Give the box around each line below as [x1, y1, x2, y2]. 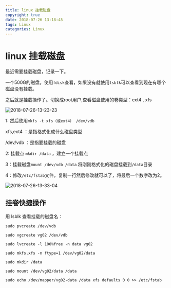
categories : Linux [5, 27, 45, 32]
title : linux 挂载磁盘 [5, 7, 51, 13]
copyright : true [5, 12, 40, 17]
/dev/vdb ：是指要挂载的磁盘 [5, 139, 66, 146]
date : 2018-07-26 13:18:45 [5, 17, 63, 22]
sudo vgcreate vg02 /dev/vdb [5, 232, 68, 238]
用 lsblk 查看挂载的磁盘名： [5, 213, 63, 219]
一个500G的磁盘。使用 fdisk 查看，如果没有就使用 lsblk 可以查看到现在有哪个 [5, 79, 166, 85]
